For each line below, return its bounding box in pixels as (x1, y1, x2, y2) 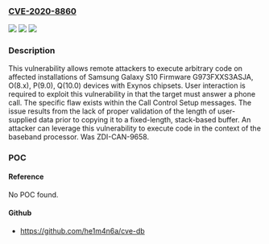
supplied (8, 114, 38, 124)
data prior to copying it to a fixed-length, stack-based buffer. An (39, 114, 251, 124)
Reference (8, 172, 44, 182)
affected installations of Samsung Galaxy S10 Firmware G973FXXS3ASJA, (8, 72, 254, 81)
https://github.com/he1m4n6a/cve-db (19, 225, 145, 235)
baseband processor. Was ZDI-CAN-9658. (8, 131, 150, 142)
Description (8, 45, 56, 56)
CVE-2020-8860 (8, 6, 77, 17)
